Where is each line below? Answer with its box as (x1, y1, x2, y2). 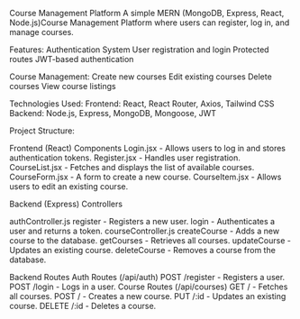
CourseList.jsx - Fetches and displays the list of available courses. (9, 162, 255, 172)
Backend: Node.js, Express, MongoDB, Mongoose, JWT (9, 108, 216, 118)
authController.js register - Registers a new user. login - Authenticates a (9, 216, 276, 226)
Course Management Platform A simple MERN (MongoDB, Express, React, (9, 8, 285, 18)
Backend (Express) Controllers (9, 198, 123, 209)
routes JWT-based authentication (9, 54, 134, 64)
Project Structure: (9, 125, 75, 136)
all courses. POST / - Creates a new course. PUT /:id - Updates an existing (9, 291, 286, 301)
